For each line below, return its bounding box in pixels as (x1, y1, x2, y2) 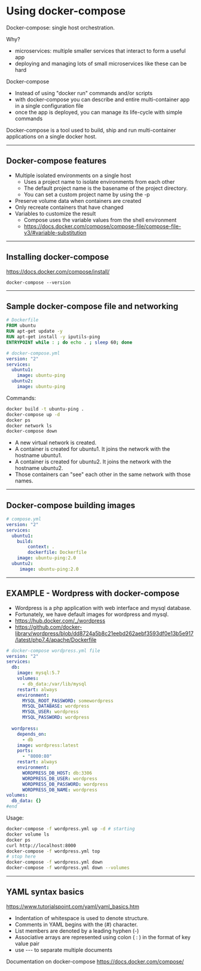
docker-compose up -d (6, 411, 60, 417)
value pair (14, 940, 40, 947)
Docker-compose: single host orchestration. (6, 24, 115, 31)
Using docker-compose (6, 4, 126, 18)
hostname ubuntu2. (14, 465, 63, 472)
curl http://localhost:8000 (6, 842, 77, 848)
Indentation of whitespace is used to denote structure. (14, 914, 149, 921)
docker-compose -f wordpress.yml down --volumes (6, 865, 130, 871)
